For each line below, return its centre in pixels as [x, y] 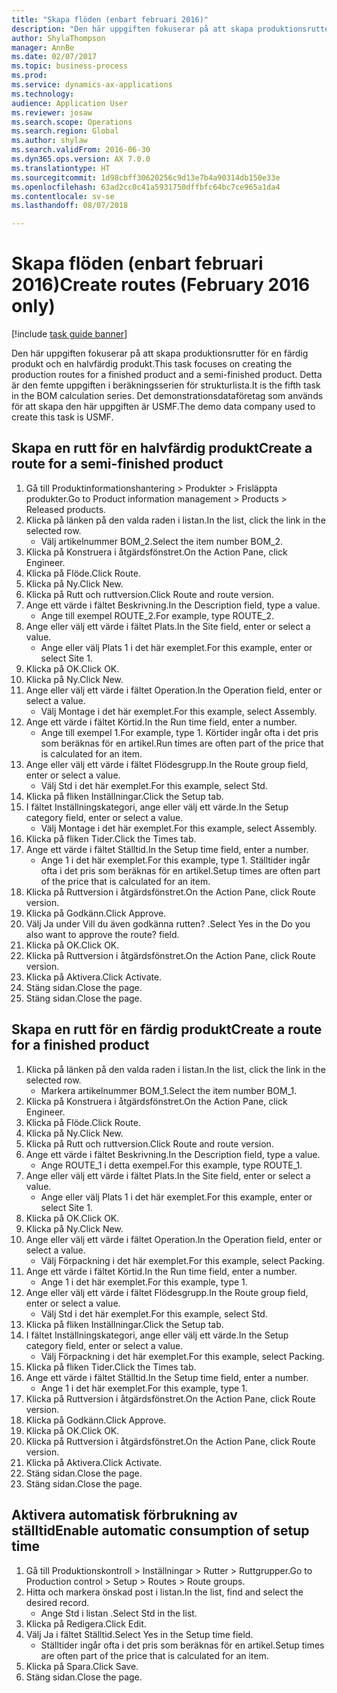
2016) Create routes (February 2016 [161, 285]
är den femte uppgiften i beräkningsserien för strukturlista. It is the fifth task [166, 385]
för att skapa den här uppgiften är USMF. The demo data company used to [163, 407]
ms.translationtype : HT [61, 168]
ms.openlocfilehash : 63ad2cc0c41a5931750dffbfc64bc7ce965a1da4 [146, 187]
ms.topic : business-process [70, 66]
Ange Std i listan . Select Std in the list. [119, 1613]
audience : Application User [70, 103]
